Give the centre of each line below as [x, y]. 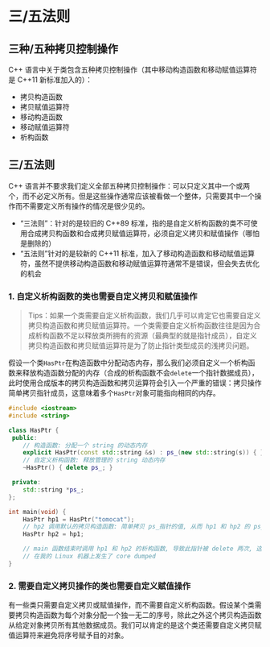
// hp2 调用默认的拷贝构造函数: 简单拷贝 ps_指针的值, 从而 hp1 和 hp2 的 [137, 527]
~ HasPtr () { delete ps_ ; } [68, 468]
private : [27, 483]
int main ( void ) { [37, 512]
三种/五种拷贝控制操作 [63, 49]
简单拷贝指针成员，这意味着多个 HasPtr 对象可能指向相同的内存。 [114, 393]
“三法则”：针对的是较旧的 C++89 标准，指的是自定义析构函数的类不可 [135, 223]
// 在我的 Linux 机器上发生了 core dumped [90, 557]
